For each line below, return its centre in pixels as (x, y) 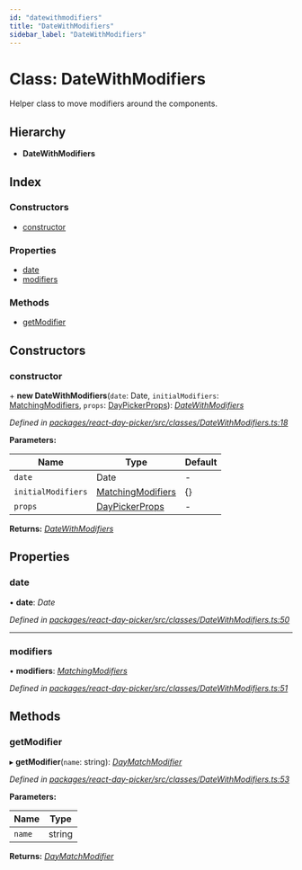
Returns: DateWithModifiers (62, 529)
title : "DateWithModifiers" (62, 26)
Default (201, 462)
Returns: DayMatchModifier (62, 856)
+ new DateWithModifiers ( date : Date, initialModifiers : (114, 395)
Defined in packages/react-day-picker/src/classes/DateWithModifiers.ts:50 (150, 619)
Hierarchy (38, 132)
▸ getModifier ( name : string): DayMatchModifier (96, 761)
